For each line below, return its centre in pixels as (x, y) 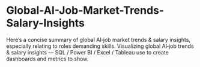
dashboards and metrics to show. (47, 59)
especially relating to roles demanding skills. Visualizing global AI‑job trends (100, 46)
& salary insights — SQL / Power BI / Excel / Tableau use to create (88, 52)
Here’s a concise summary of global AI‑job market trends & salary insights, (98, 39)
